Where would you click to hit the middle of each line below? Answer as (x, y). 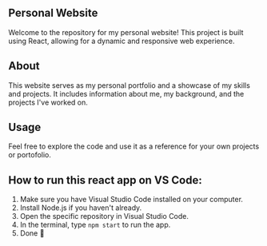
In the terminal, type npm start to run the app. (95, 225)
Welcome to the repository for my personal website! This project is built (126, 32)
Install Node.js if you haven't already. (81, 208)
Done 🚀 (32, 233)
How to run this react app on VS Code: (105, 180)
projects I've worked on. (48, 102)
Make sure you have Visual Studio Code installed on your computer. (132, 200)
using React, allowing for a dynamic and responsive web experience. (122, 41)
